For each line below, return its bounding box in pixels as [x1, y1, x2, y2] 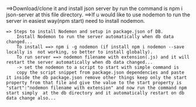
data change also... [6, 95, 57, 101]
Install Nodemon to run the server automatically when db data [16, 34, 174, 40]
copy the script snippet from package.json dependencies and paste [16, 70, 184, 75]
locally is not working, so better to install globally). [6, 49, 153, 55]
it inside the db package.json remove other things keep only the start [6, 75, 187, 81]
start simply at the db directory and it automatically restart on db [6, 90, 184, 96]
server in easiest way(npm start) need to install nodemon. [6, 18, 145, 24]
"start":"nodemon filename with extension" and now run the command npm [6, 85, 187, 91]
